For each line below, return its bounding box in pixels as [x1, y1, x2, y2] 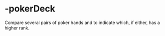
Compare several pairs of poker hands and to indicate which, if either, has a [4, 19, 160, 25]
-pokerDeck [4, 3, 55, 14]
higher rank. [4, 24, 30, 30]
